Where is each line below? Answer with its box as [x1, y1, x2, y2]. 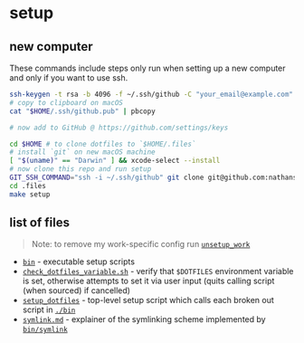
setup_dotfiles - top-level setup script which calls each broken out [22, 295, 274, 306]
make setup [9, 189, 51, 199]
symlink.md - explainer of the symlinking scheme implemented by [22, 314, 266, 325]
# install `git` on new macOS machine [9, 148, 156, 157]
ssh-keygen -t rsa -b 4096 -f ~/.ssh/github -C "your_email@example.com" [9, 90, 294, 99]
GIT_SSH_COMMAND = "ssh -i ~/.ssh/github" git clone [9, 173, 204, 182]
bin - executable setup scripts [22, 256, 136, 267]
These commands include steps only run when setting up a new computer [9, 62, 287, 73]
